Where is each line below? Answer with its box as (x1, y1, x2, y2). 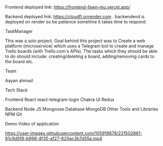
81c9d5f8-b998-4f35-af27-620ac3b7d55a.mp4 (5, 136, 103, 141)
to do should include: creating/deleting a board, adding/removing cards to (5, 53, 155, 59)
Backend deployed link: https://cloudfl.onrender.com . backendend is (5, 14, 145, 19)
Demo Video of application (5, 121, 59, 126)
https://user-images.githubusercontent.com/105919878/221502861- (5, 130, 142, 136)
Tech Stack (5, 87, 28, 93)
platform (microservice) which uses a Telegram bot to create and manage (5, 43, 154, 49)
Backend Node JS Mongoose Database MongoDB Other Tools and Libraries (5, 106, 159, 112)
